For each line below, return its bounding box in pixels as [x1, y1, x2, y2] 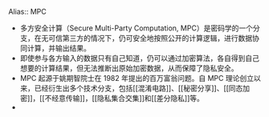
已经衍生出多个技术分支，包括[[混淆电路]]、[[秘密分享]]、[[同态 [34, 83, 243, 93]
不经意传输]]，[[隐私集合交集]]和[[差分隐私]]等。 [44, 94, 205, 103]
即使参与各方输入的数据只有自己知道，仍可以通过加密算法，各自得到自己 [19, 54, 259, 63]
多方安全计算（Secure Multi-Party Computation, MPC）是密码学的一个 [19, 23, 253, 33]
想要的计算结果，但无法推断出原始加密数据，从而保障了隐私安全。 [19, 63, 238, 73]
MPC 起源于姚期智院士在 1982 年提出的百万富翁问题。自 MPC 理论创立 [19, 74, 255, 83]
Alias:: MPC [8, 7, 47, 16]
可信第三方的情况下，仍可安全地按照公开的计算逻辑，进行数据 [47, 34, 253, 42]
